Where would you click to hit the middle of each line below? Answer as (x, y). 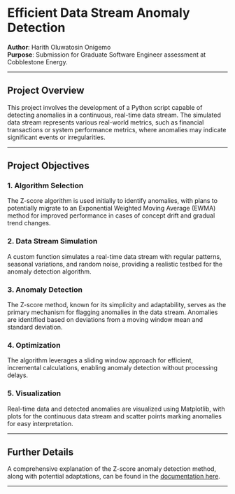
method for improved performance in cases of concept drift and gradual (111, 216)
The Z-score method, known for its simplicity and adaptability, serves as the (117, 305)
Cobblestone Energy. (37, 62)
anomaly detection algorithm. (50, 271)
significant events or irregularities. (57, 137)
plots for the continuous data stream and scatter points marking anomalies (115, 416)
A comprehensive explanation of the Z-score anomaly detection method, (112, 469)
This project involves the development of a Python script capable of (105, 107)
